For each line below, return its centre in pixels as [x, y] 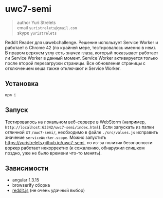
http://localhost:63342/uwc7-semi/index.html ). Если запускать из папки [80, 127]
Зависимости [27, 168]
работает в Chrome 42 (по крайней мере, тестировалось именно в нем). [81, 47]
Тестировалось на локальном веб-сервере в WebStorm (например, [75, 122]
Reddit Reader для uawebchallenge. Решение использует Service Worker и [81, 42]
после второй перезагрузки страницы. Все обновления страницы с [75, 63]
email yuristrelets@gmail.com [47, 27]
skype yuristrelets [37, 33]
